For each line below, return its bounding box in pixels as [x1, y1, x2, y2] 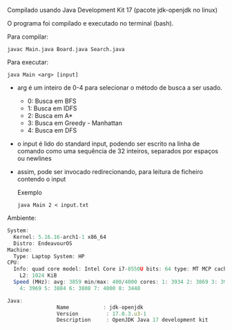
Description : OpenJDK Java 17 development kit [56, 317, 209, 324]
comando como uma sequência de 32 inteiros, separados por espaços [17, 147, 219, 155]
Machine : [7, 246, 32, 253]
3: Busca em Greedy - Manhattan [27, 119, 123, 127]
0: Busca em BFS [27, 97, 77, 105]
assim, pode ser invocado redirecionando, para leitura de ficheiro [17, 168, 204, 175]
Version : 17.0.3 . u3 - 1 [56, 310, 147, 317]
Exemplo [17, 188, 43, 196]
